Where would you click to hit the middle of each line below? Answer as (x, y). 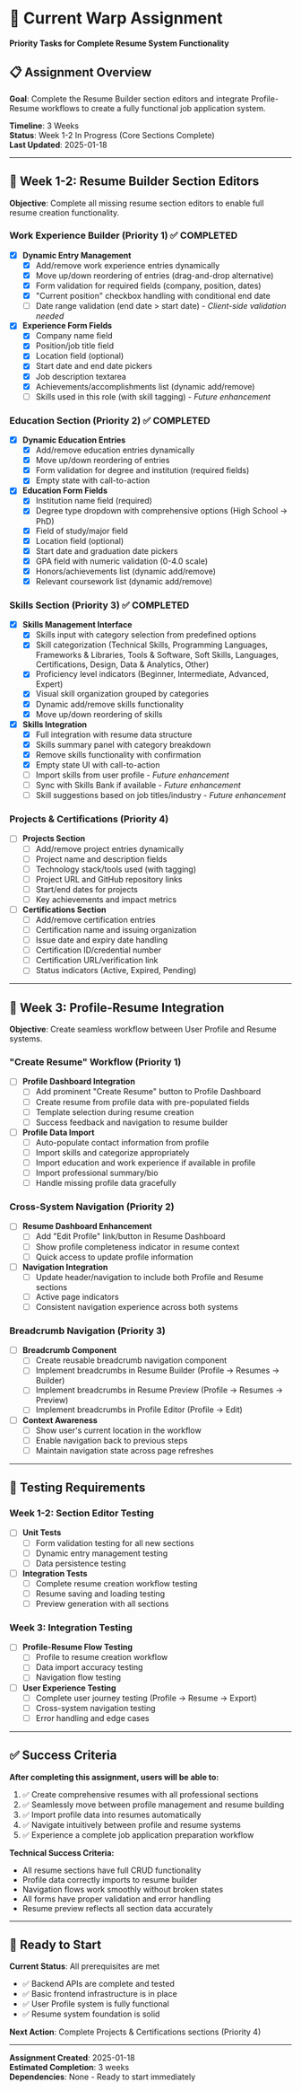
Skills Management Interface (77, 625)
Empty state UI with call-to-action (98, 764)
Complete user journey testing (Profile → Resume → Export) (146, 1698)
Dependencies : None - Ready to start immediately (103, 2077)
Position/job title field (75, 346)
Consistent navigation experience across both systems (137, 1306)
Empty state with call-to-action (93, 480)
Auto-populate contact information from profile (122, 1142)
